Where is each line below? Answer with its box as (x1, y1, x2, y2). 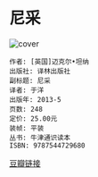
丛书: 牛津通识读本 (9, 133, 71, 142)
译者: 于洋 (9, 86, 45, 95)
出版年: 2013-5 (9, 95, 61, 104)
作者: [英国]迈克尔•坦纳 (9, 57, 89, 66)
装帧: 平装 (9, 123, 45, 132)
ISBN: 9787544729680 (9, 140, 86, 150)
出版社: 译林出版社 (9, 66, 71, 76)
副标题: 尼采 (9, 76, 51, 85)
